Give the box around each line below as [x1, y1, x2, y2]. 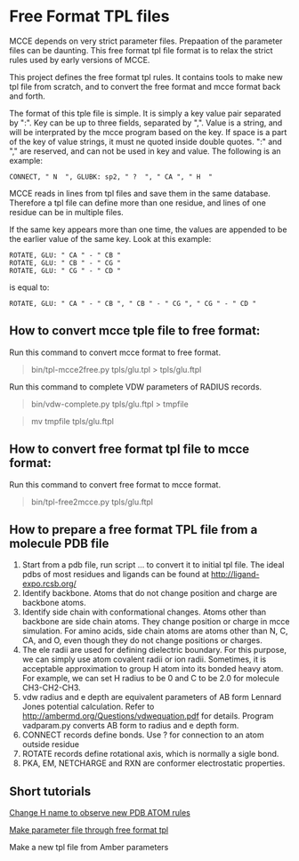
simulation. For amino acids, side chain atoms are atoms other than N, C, [21, 625, 288, 637]
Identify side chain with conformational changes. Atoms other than [21, 607, 267, 617]
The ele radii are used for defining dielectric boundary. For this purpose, [21, 645, 287, 656]
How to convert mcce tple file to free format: [9, 323, 261, 339]
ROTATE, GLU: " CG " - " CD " [9, 266, 122, 275]
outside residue [21, 739, 80, 750]
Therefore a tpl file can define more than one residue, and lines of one [9, 197, 267, 208]
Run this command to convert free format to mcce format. [9, 479, 221, 490]
